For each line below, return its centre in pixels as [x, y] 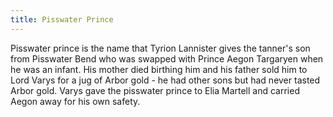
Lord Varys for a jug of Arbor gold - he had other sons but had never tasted [165, 80]
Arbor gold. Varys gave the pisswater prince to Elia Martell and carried [155, 90]
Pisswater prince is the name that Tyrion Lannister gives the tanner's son [160, 48]
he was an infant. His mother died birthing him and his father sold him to [159, 69]
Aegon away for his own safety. [75, 101]
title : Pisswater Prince [62, 19]
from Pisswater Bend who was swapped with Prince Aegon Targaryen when [167, 58]
